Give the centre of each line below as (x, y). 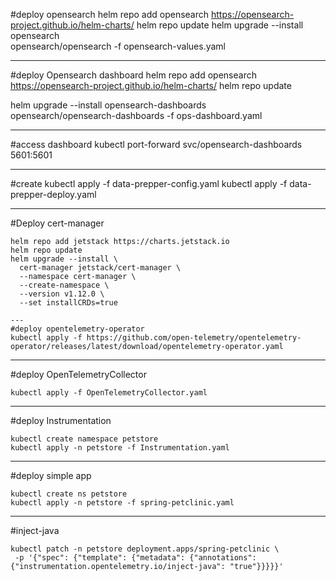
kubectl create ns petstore (69, 494)
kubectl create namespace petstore (84, 439)
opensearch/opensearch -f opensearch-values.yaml (118, 46)
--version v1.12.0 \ (62, 294)
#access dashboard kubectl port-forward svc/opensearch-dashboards (156, 144)
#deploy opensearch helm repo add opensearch (110, 14)
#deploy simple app (51, 475)
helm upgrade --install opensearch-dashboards (108, 105)
